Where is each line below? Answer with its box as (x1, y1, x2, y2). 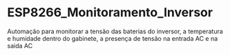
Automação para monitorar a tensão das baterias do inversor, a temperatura (7, 27, 223, 35)
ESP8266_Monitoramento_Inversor (7, 5, 213, 20)
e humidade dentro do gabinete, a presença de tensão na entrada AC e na (7, 34, 218, 42)
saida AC (7, 41, 33, 50)
